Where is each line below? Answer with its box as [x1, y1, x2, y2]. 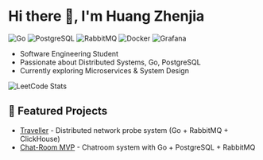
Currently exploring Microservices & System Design [19, 65, 189, 75]
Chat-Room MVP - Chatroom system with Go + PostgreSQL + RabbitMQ [19, 142, 256, 152]
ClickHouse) [19, 134, 61, 143]
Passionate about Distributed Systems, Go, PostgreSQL [19, 57, 201, 67]
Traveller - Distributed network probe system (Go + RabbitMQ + [19, 125, 229, 135]
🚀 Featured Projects [8, 104, 108, 118]
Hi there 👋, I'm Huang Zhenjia [8, 7, 205, 25]
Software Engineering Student [19, 49, 119, 58]
